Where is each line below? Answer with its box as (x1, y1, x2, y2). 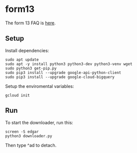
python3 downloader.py (5, 133, 52, 139)
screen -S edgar (5, 129, 39, 134)
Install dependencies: (5, 47, 49, 53)
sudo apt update (5, 57, 39, 62)
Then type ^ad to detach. (5, 142, 57, 148)
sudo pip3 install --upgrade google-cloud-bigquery (5, 75, 115, 79)
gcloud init (5, 93, 30, 98)
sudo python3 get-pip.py (5, 66, 57, 71)
